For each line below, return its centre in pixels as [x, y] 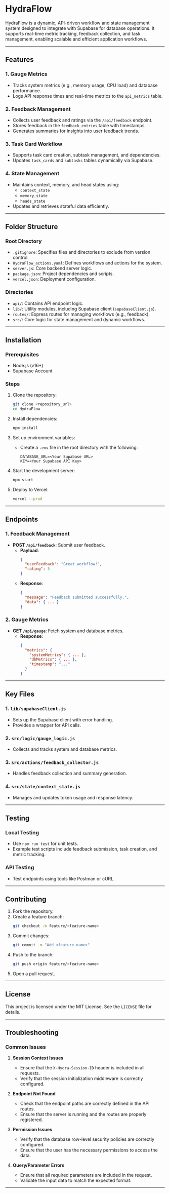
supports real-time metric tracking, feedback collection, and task [73, 33]
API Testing [20, 868]
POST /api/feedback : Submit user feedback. [59, 545]
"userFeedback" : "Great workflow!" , [63, 564]
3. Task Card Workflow [34, 144]
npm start [23, 480]
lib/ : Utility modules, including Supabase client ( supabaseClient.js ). [84, 309]
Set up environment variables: [44, 438]
